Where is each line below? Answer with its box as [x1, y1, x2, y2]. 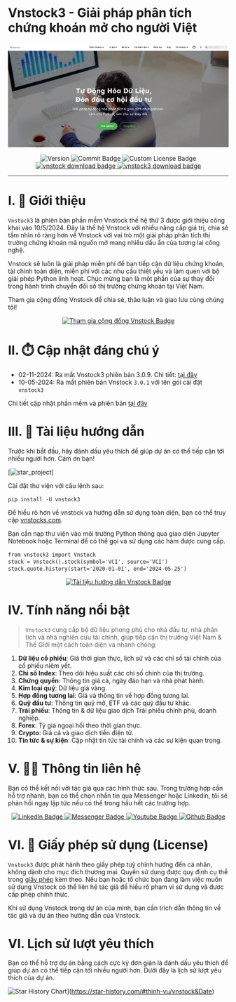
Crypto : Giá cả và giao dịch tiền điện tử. [18, 728, 134, 737]
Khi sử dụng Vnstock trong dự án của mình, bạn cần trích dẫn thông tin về [8, 904, 221, 912]
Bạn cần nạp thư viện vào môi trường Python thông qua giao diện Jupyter [8, 529, 220, 538]
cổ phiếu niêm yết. [18, 661, 72, 670]
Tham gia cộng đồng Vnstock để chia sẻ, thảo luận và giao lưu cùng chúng [8, 295, 224, 303]
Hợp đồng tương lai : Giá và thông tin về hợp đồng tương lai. [18, 691, 190, 699]
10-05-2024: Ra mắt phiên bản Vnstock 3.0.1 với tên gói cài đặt [18, 378, 202, 386]
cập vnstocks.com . [8, 515, 63, 524]
